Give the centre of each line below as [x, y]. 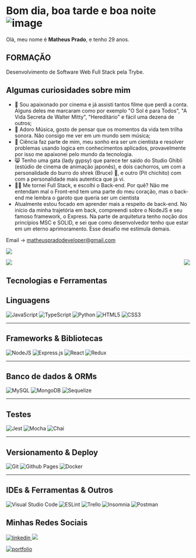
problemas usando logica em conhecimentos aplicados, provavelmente [100, 148]
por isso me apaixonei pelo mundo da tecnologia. [73, 154]
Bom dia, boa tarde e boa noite [81, 11]
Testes [19, 414]
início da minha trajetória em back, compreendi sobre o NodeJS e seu [98, 210]
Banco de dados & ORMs [52, 376]
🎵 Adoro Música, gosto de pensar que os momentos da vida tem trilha [98, 129]
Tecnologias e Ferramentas [57, 280]
